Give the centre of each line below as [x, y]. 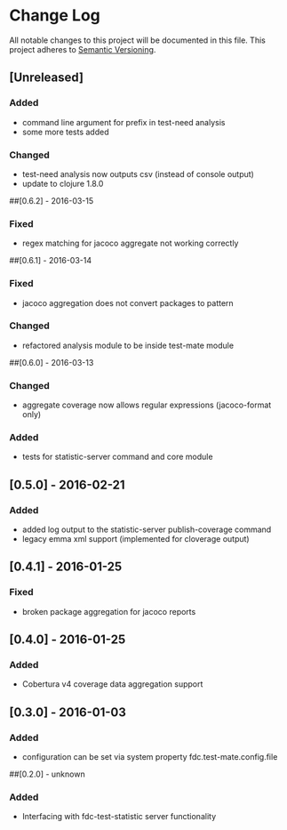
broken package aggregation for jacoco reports [109, 611]
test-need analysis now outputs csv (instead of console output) [138, 173]
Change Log [55, 16]
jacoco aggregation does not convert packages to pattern [128, 302]
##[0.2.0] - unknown [48, 774]
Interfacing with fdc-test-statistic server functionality [119, 817]
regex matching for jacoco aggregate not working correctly [130, 243]
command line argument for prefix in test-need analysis [124, 122]
